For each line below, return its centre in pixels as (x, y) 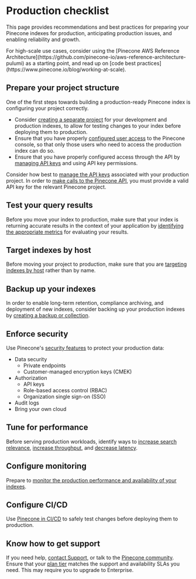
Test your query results (50, 205)
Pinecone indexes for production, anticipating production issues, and (89, 33)
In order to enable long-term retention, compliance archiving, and (85, 303)
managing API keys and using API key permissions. (76, 163)
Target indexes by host (49, 250)
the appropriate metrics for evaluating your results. (67, 232)
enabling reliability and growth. (43, 39)
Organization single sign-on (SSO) (65, 397)
